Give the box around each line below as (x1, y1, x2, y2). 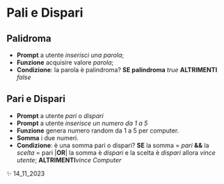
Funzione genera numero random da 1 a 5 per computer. (16, 126, 179, 135)
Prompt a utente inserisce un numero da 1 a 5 (16, 119, 148, 127)
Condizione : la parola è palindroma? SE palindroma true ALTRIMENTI (16, 66, 218, 74)
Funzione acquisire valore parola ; (16, 58, 114, 67)
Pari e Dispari (6, 93, 65, 105)
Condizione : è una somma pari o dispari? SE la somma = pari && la (16, 141, 209, 149)
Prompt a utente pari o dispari (16, 111, 104, 119)
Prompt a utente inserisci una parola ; (16, 51, 125, 59)
